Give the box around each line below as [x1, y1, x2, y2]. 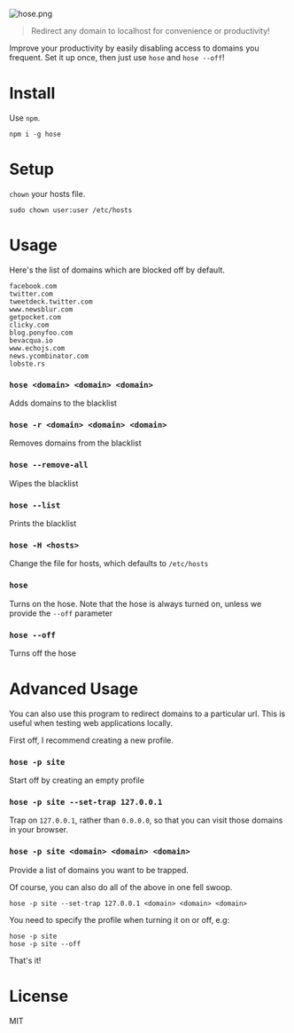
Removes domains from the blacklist [9, 438, 142, 448]
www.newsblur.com [9, 304, 73, 314]
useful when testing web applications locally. [9, 717, 174, 728]
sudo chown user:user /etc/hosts [9, 205, 133, 215]
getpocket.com [9, 312, 62, 321]
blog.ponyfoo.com [9, 328, 73, 337]
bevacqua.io [9, 335, 53, 345]
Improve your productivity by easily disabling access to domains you [9, 43, 259, 53]
